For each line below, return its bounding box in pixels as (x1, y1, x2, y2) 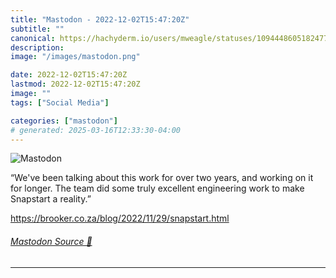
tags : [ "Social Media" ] (10, 97, 110, 108)
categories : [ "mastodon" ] (10, 116, 118, 126)
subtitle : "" (10, 24, 65, 34)
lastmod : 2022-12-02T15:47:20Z (10, 79, 141, 90)
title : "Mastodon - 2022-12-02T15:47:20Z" (10, 14, 190, 25)
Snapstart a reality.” (10, 193, 92, 205)
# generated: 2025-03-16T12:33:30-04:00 (10, 125, 182, 135)
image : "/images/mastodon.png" (10, 52, 141, 62)
